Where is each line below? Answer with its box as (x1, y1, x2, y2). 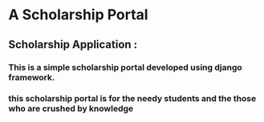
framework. (8, 71, 55, 83)
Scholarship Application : (8, 38, 138, 51)
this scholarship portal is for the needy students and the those (8, 93, 257, 104)
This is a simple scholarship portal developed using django (8, 62, 242, 73)
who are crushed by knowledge (8, 103, 134, 114)
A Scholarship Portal (8, 6, 148, 24)
